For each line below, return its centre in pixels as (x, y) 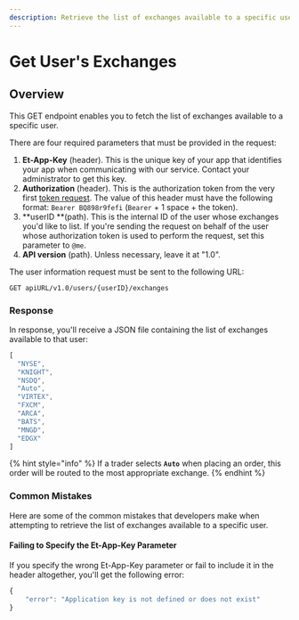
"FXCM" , (32, 405)
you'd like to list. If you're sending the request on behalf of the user (145, 226)
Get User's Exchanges (93, 61)
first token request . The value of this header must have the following (147, 198)
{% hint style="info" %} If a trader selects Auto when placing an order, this (145, 463)
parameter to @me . (54, 245)
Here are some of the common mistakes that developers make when (134, 515)
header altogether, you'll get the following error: (97, 575)
